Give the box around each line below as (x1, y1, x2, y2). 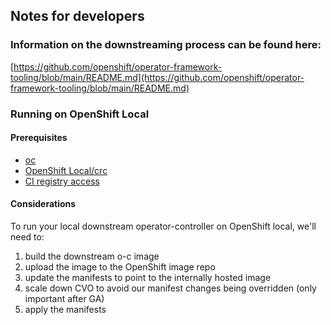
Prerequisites (10, 132, 68, 144)
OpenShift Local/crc (24, 164, 108, 176)
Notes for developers (10, 8, 145, 25)
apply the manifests (24, 304, 107, 316)
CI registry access (24, 175, 100, 187)
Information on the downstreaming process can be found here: (10, 38, 322, 52)
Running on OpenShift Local (10, 107, 150, 121)
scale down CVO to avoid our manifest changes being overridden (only (24, 282, 317, 294)
